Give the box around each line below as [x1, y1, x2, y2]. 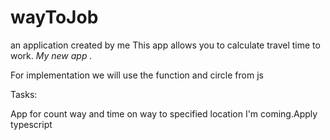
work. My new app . [10, 49, 93, 61]
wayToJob [10, 6, 99, 29]
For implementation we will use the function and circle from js [10, 69, 264, 81]
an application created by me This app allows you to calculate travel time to [10, 39, 321, 51]
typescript [10, 118, 53, 130]
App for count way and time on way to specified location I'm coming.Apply [10, 107, 318, 120]
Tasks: [10, 88, 38, 100]
